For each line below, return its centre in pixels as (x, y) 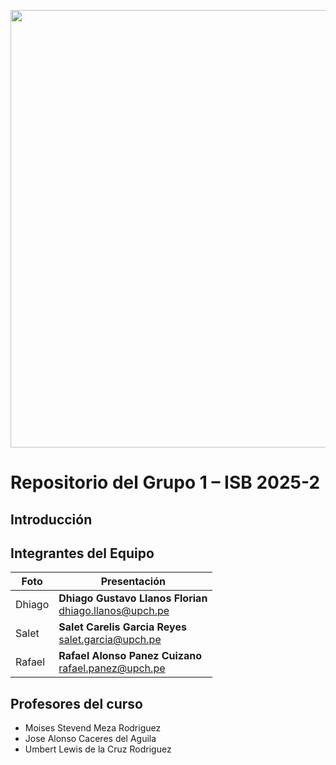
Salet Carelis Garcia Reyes (122, 627)
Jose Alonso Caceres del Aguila (90, 739)
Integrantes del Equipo (82, 553)
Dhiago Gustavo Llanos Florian (133, 598)
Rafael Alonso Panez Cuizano (130, 656)
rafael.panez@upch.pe (112, 668)
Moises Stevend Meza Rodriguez (93, 728)
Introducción (51, 519)
